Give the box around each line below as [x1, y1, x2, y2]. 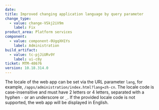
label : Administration [14, 43, 59, 48]
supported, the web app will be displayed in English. [5, 100, 109, 105]
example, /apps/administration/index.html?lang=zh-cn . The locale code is [5, 84, 154, 90]
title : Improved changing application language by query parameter [5, 12, 144, 16]
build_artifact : [5, 47, 38, 52]
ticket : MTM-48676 [5, 61, 42, 66]
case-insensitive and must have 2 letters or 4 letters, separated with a [5, 89, 145, 95]
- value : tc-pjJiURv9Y [9, 52, 55, 57]
